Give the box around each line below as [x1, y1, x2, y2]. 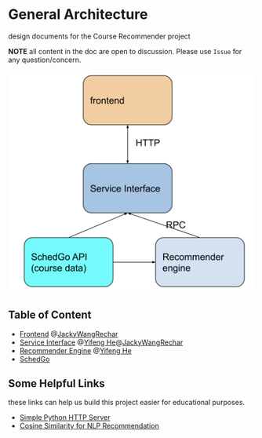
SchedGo [19, 354, 50, 363]
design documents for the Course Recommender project [8, 31, 191, 41]
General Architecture [8, 5, 148, 24]
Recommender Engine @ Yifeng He [19, 345, 132, 355]
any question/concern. [8, 55, 82, 64]
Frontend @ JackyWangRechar [19, 329, 118, 338]
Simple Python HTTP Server [19, 413, 111, 422]
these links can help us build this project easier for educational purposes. [8, 398, 246, 407]
